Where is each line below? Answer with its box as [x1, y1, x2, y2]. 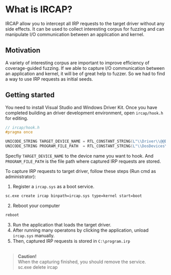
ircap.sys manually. [12, 232, 55, 238]
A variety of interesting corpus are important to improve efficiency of [5, 60, 150, 66]
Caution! [17, 253, 37, 259]
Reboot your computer [12, 203, 60, 209]
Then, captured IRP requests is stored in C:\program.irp [12, 238, 131, 244]
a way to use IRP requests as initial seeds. [5, 76, 93, 82]
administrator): [5, 173, 37, 180]
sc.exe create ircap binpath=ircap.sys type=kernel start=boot [5, 193, 142, 198]
